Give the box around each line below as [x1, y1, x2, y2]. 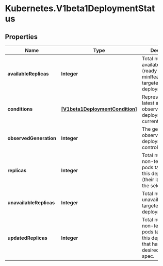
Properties [5, 33, 38, 41]
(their [142, 176, 154, 183]
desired [142, 247, 159, 253]
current [142, 118, 159, 124]
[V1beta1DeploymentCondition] [61, 106, 137, 112]
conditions [7, 106, 33, 112]
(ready [142, 68, 157, 74]
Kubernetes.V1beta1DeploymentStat [5, 3, 155, 14]
